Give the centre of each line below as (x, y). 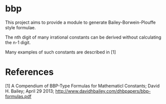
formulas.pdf (18, 96)
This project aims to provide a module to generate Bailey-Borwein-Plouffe (81, 22)
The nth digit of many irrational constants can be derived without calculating (83, 37)
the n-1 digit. (18, 42)
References (29, 72)
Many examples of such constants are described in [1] (61, 52)
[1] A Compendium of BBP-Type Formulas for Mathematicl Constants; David (83, 86)
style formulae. (21, 27)
